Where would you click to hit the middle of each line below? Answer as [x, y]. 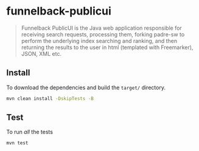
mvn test [17, 143]
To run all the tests [30, 132]
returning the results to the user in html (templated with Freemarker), [107, 47]
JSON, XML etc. [41, 53]
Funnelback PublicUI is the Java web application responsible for [102, 28]
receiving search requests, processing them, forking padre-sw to [103, 34]
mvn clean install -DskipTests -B [50, 98]
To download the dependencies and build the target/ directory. [86, 87]
